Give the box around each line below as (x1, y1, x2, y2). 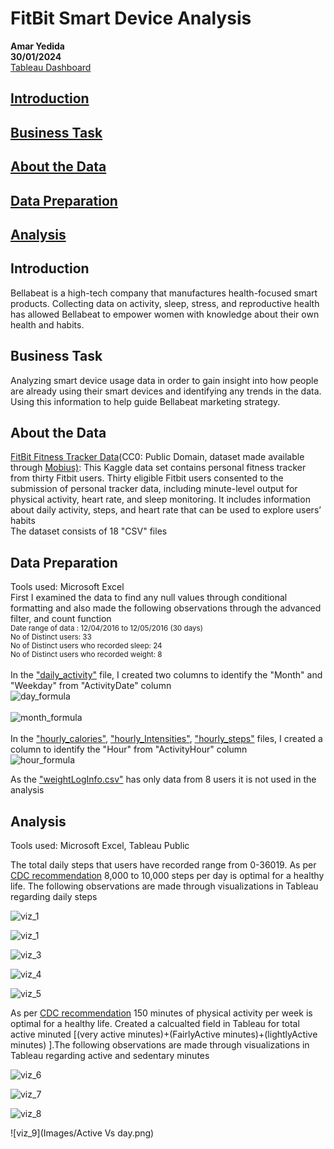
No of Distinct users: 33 (10, 632, 92, 642)
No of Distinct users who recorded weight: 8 (10, 650, 163, 660)
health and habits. (10, 318, 85, 331)
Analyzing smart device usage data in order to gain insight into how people (10, 374, 319, 386)
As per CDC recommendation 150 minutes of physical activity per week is (10, 1007, 313, 1019)
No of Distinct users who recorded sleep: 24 (10, 641, 163, 651)
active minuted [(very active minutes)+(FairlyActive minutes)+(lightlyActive (10, 1028, 318, 1040)
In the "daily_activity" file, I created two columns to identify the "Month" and (10, 669, 323, 681)
